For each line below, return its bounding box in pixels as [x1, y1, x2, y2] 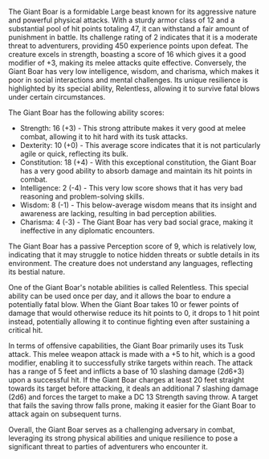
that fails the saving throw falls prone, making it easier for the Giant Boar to [8, 401, 256, 410]
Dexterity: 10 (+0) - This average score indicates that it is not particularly [19, 141, 261, 150]
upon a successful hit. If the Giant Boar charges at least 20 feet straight [8, 375, 245, 384]
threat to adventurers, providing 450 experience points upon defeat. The [8, 41, 249, 51]
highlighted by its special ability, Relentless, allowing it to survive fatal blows [8, 84, 260, 93]
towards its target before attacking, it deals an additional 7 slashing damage [8, 383, 259, 393]
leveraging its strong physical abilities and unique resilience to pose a [8, 433, 238, 443]
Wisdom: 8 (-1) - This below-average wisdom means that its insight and [19, 200, 257, 210]
